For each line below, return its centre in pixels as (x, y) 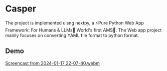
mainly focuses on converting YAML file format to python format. (72, 35)
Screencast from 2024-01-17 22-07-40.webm (53, 63)
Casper (21, 9)
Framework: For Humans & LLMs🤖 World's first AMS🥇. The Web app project (83, 30)
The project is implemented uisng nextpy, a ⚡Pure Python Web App (75, 22)
